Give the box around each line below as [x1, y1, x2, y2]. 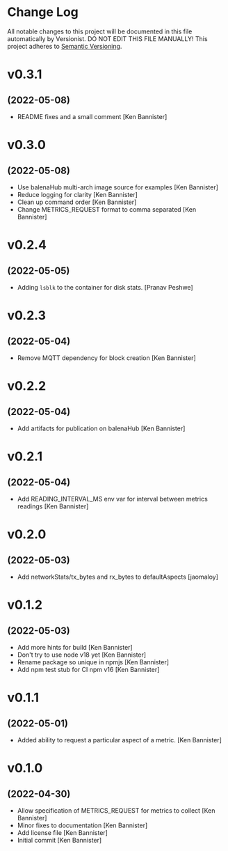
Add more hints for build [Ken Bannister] [17, 643, 133, 651]
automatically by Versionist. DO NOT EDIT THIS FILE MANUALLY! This [7, 34, 208, 42]
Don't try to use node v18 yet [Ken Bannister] [17, 650, 147, 659]
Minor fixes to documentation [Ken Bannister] [17, 821, 148, 829]
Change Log [7, 4, 79, 20]
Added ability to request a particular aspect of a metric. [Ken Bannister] [17, 735, 222, 744]
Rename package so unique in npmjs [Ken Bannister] [17, 657, 169, 666]
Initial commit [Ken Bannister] [17, 836, 102, 844]
